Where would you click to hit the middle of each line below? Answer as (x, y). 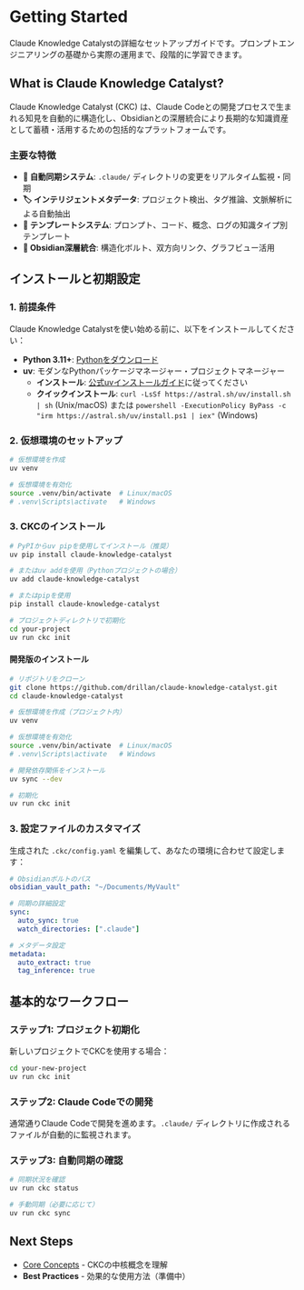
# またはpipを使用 (40, 596)
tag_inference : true (56, 971)
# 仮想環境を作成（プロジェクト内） (68, 712)
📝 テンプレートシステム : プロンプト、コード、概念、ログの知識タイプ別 (155, 225)
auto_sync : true (48, 921)
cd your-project (40, 629)
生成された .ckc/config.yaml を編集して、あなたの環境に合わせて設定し (143, 850)
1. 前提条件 (33, 307)
